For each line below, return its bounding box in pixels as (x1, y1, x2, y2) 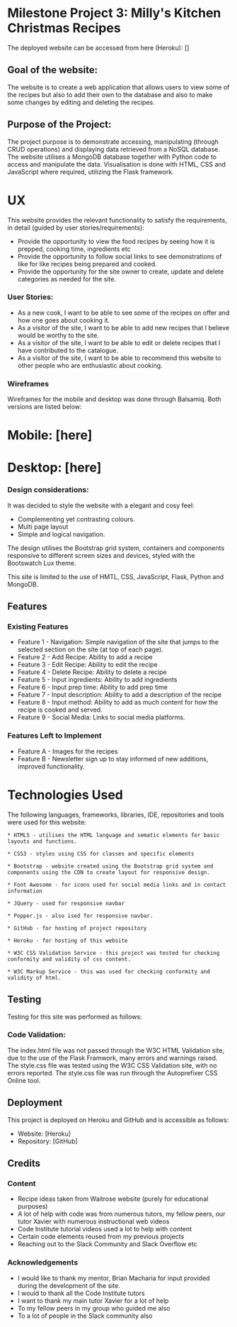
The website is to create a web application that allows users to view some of (7, 83, 230, 91)
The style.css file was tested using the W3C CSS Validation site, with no (7, 1061, 217, 1070)
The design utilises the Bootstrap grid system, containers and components (7, 544, 225, 552)
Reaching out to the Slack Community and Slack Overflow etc (17, 1240, 197, 1248)
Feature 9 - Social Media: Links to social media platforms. (17, 713, 185, 722)
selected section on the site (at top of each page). (17, 645, 164, 654)
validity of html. (7, 974, 62, 981)
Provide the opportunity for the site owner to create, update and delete (17, 267, 224, 276)
